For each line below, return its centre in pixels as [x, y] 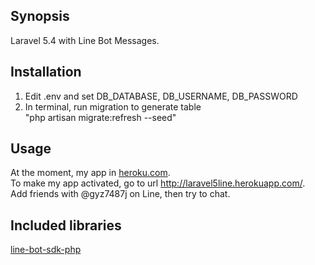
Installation [46, 72]
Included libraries [66, 225]
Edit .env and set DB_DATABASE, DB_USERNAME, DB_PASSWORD [161, 96]
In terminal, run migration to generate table [113, 106]
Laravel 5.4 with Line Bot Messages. [85, 40]
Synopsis [40, 16]
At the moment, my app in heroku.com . [90, 173]
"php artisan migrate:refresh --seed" [100, 117]
